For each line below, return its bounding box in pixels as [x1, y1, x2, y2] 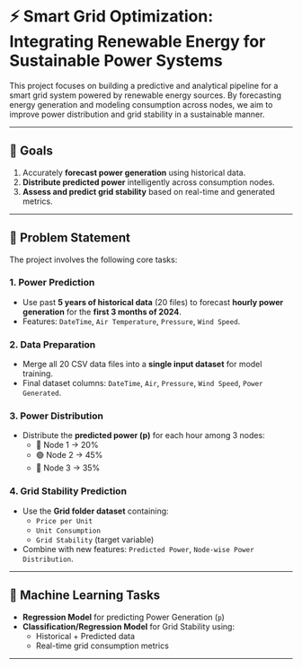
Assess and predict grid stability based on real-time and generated [22, 186, 276, 197]
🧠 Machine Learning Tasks [9, 588, 161, 603]
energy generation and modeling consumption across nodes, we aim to [9, 99, 273, 110]
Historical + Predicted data [35, 630, 136, 641]
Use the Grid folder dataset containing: [22, 505, 169, 516]
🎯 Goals [9, 144, 54, 159]
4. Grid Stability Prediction [9, 485, 128, 497]
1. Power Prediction [9, 277, 95, 289]
